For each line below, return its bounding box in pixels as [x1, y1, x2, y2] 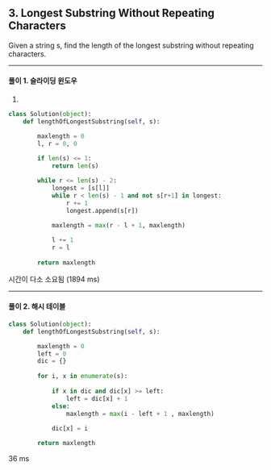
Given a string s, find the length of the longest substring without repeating [8, 40, 254, 50]
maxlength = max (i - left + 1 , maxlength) [65, 410, 215, 418]
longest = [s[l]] [51, 185, 110, 193]
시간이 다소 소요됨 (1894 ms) [8, 274, 100, 284]
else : [51, 402, 70, 410]
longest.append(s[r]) [65, 206, 139, 214]
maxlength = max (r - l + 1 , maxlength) [51, 222, 186, 230]
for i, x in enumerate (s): [37, 372, 128, 381]
